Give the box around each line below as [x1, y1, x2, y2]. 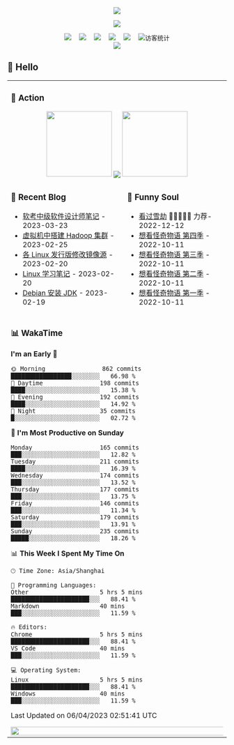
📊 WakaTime [10, 328, 63, 339]
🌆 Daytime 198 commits [10, 379, 139, 387]
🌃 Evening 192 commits [10, 393, 139, 401]
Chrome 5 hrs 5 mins [10, 630, 143, 638]
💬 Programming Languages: [10, 581, 97, 589]
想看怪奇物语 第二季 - [139, 268, 210, 278]
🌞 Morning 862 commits [10, 364, 142, 372]
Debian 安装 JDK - [22, 288, 84, 298]
